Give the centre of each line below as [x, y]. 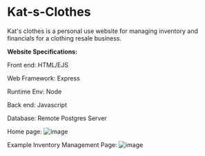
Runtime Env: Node [35, 91]
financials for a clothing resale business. [65, 38]
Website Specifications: [42, 52]
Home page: [25, 131]
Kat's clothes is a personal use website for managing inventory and [103, 31]
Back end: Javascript [37, 104]
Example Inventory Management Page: [62, 144]
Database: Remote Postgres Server [57, 118]
